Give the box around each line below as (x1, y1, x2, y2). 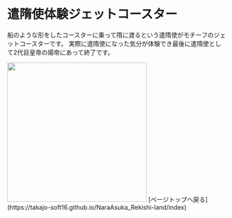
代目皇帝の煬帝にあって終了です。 (17, 48, 114, 56)
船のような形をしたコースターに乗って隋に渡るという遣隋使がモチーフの (7, 31, 214, 39)
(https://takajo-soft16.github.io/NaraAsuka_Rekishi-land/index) (7, 203, 187, 211)
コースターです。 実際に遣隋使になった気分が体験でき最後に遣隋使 (19, 39, 209, 47)
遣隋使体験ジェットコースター (7, 6, 178, 22)
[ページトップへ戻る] (148, 195, 208, 203)
